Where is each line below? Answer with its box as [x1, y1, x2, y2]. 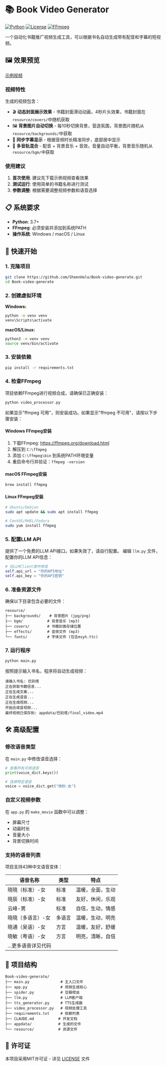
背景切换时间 [12, 838, 39, 844]
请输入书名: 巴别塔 [5, 679, 40, 684]
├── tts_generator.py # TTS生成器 [5, 1000, 83, 1005]
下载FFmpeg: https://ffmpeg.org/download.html [12, 440, 110, 446]
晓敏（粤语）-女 [7, 933, 46, 939]
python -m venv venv [5, 313, 48, 318]
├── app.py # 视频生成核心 [5, 985, 87, 990]
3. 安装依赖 [5, 353, 32, 360]
